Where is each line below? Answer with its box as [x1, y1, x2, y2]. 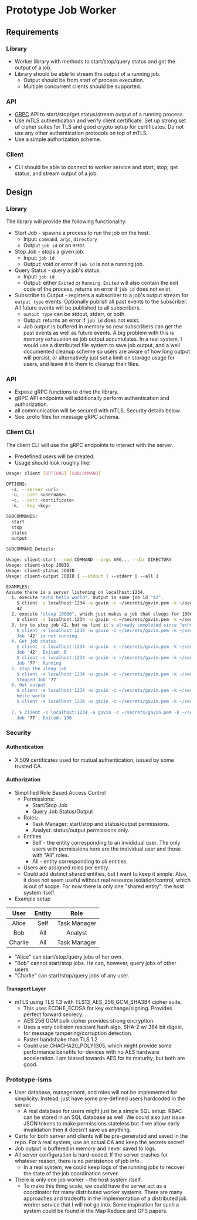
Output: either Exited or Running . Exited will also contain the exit [23, 280, 179, 287]
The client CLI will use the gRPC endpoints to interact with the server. [6, 441, 174, 448]
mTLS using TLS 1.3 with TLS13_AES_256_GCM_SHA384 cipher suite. [14, 999, 182, 1006]
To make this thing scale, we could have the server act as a [23, 1182, 167, 1189]
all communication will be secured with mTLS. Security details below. [14, 407, 182, 414]
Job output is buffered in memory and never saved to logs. [14, 1145, 157, 1152]
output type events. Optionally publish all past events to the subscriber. [14, 298, 188, 305]
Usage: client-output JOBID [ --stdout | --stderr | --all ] [6, 573, 159, 579]
